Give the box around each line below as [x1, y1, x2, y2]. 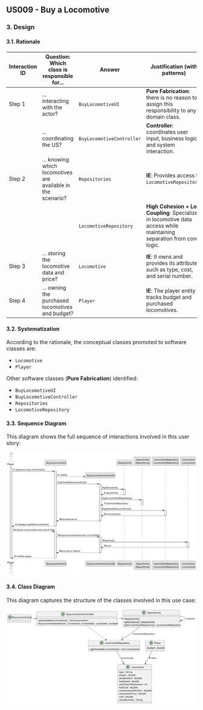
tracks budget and [146, 293, 192, 301]
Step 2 [8, 175, 25, 182]
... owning [42, 284, 66, 291]
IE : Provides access [146, 172, 195, 179]
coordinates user [146, 128, 188, 135]
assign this [146, 100, 173, 108]
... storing [42, 250, 65, 257]
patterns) [162, 69, 186, 76]
